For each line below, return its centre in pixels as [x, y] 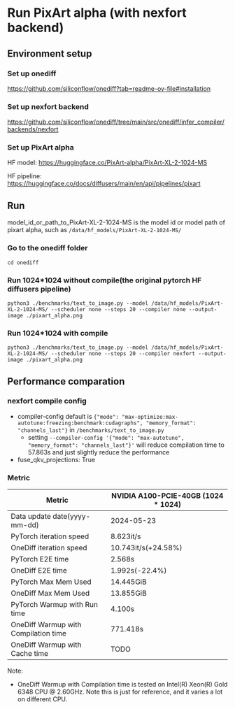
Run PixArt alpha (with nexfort [97, 13]
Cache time [30, 654]
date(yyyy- [71, 517]
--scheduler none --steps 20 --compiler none [119, 309]
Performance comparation [66, 381]
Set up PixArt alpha [41, 148]
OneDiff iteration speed [49, 548]
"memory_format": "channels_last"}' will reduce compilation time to [126, 445]
